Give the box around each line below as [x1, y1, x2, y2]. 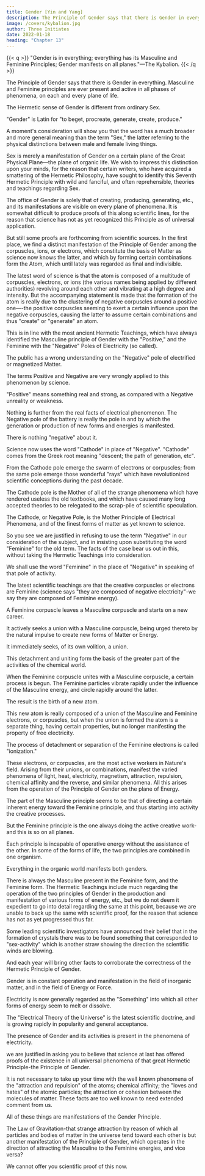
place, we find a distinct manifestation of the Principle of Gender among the [6, 241, 197, 248]
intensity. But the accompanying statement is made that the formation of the [6, 291, 198, 299]
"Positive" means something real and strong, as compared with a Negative [6, 391, 193, 397]
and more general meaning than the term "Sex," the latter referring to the [6, 134, 190, 141]
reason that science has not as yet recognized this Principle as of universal [6, 216, 195, 223]
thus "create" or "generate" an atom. [6, 318, 99, 324]
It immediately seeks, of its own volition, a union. [6, 643, 129, 650]
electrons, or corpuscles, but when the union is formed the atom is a [6, 716, 178, 724]
